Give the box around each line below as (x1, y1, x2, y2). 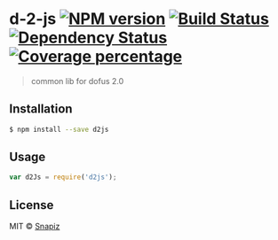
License (9, 197, 54, 213)
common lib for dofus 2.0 (30, 75, 124, 86)
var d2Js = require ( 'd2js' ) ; (9, 173, 117, 182)
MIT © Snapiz (9, 221, 60, 232)
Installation (9, 102, 73, 117)
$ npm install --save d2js (9, 125, 109, 134)
